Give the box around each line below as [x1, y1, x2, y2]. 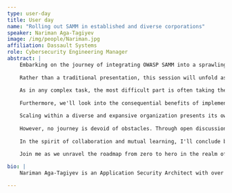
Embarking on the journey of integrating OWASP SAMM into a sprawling [19, 61, 227, 68]
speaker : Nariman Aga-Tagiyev [7, 29, 95, 37]
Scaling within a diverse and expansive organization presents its [19, 112, 217, 119]
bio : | [7, 163, 26, 170]
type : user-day [7, 10, 51, 17]
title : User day [7, 17, 54, 23]
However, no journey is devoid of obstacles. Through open [19, 125, 193, 132]
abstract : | [7, 55, 41, 62]
